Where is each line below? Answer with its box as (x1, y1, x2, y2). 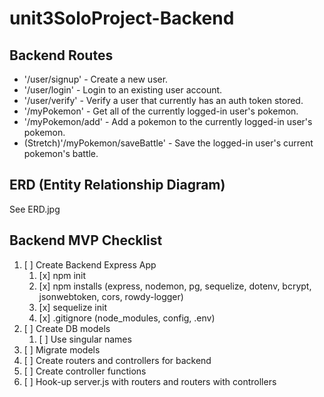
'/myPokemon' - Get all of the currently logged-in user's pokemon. (23, 105, 299, 117)
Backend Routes (9, 47, 114, 64)
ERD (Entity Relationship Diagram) (9, 177, 226, 194)
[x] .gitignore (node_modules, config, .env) (38, 312, 216, 324)
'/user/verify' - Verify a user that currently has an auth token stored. (23, 95, 304, 106)
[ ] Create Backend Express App (23, 258, 157, 271)
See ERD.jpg (9, 203, 61, 215)
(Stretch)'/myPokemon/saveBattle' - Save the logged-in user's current (23, 137, 314, 149)
